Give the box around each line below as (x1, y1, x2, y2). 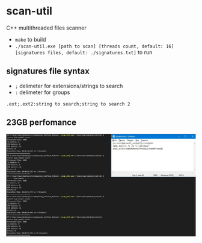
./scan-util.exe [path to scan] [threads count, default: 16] (14, 43, 174, 49)
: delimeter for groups (14, 89, 70, 96)
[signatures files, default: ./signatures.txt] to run (14, 48, 153, 55)
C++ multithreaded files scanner (6, 24, 87, 31)
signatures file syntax (6, 66, 90, 77)
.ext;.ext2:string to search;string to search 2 (6, 101, 130, 107)
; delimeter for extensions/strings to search (14, 82, 123, 89)
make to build (14, 36, 46, 43)
